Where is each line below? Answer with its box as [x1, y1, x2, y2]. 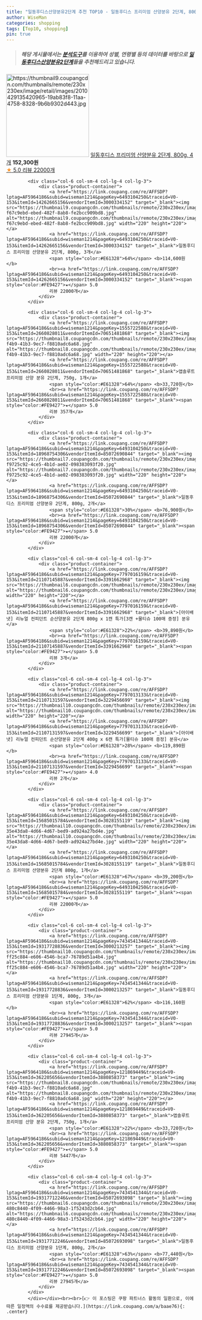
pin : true [6, 31, 31, 37]
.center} [6, 1309, 28, 1315]
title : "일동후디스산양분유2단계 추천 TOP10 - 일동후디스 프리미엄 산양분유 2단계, [6, 8, 186, 15]
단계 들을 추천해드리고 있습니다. [63, 58, 136, 65]
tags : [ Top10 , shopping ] [6, 25, 69, 32]
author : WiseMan [6, 14, 47, 20]
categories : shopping [6, 20, 61, 26]
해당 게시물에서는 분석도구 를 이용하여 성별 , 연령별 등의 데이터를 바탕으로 [20, 51, 188, 58]
